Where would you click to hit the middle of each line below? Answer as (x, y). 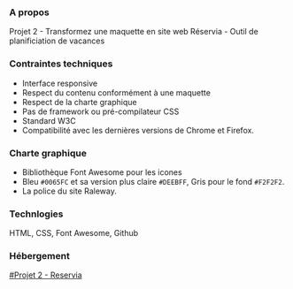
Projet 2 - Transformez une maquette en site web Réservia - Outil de (134, 32)
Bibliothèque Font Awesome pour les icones (102, 172)
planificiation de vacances (57, 41)
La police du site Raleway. (69, 191)
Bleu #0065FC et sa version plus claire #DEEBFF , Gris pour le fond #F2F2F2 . (153, 181)
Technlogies (36, 214)
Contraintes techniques (61, 64)
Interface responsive (60, 83)
